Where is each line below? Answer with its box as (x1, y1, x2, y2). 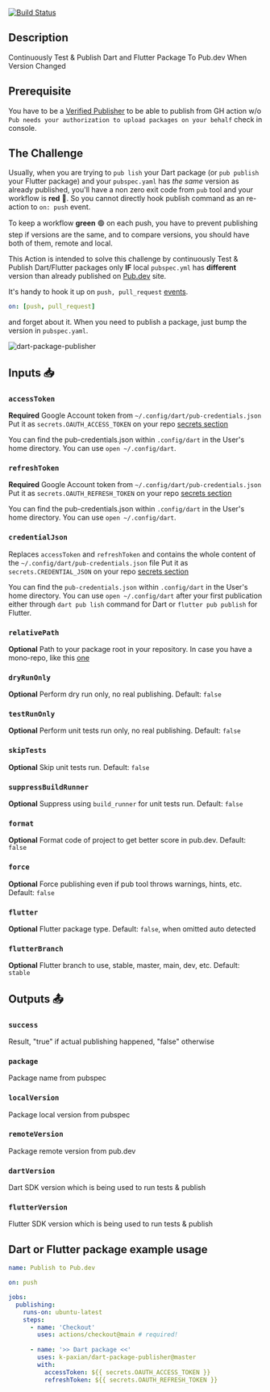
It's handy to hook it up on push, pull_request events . (8, 287, 189, 296)
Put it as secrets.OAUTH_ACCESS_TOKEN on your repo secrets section (8, 419, 228, 428)
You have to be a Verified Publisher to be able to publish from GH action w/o (8, 106, 262, 116)
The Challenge (8, 146, 84, 161)
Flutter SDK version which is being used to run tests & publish (8, 1219, 214, 1229)
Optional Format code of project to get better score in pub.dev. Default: (8, 835, 246, 845)
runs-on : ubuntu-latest (23, 1308, 103, 1316)
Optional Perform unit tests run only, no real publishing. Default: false (8, 725, 241, 735)
